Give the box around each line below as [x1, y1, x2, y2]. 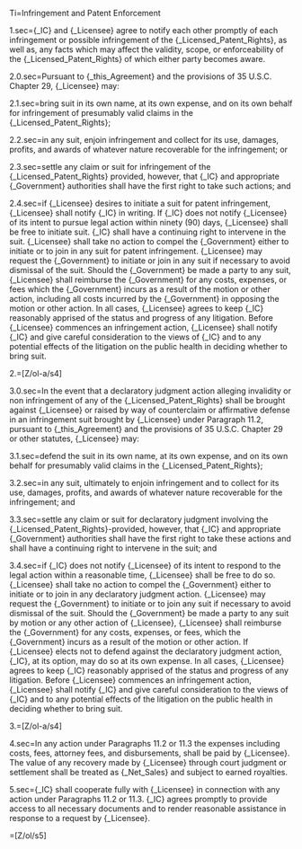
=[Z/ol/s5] [9, 830, 47, 841]
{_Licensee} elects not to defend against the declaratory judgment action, [9, 646, 282, 657]
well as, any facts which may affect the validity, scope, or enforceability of [9, 44, 284, 55]
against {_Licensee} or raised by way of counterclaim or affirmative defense [9, 404, 290, 415]
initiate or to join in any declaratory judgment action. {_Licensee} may [9, 588, 267, 599]
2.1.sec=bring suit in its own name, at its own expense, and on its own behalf [9, 98, 293, 109]
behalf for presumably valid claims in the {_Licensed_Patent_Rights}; [9, 460, 263, 471]
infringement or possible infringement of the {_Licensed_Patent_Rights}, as [9, 35, 288, 45]
